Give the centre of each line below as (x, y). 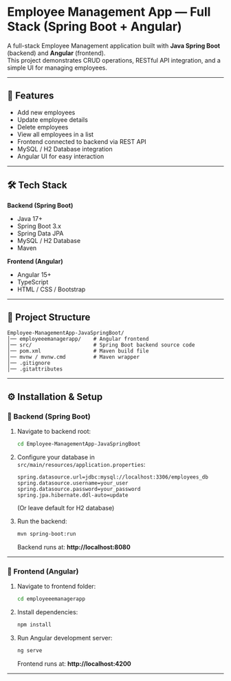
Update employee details (52, 119)
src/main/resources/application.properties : (81, 464)
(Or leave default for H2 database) (66, 507)
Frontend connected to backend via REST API (81, 141)
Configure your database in (56, 457)
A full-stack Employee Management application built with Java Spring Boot (114, 45)
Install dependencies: (47, 612)
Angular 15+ (34, 274)
